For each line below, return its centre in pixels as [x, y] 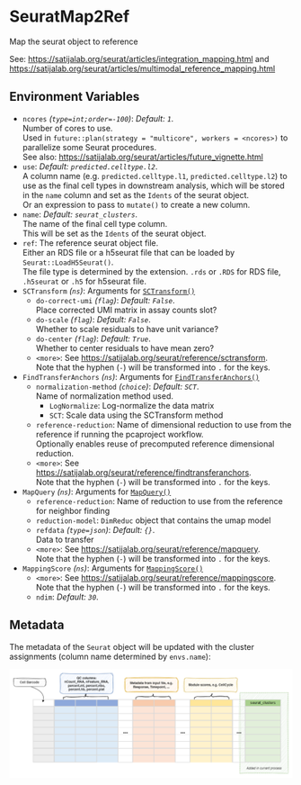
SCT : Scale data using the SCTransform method [136, 415]
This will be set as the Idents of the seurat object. [114, 233]
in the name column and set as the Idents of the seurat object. [136, 194]
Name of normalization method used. [104, 396]
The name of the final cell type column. [95, 223]
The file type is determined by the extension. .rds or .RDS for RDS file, [151, 271]
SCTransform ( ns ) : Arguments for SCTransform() [109, 291]
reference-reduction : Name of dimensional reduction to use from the [164, 424]
